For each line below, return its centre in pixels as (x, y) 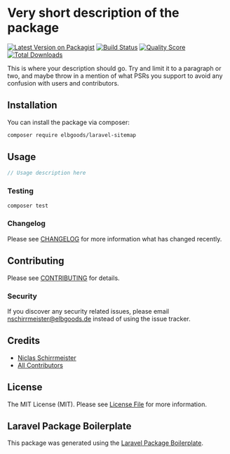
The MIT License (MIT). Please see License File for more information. (107, 404)
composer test (28, 206)
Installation (32, 106)
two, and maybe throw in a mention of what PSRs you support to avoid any (115, 76)
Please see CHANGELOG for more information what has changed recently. (115, 239)
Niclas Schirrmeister (47, 358)
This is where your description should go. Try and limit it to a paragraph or (115, 68)
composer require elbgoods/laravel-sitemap (72, 135)
